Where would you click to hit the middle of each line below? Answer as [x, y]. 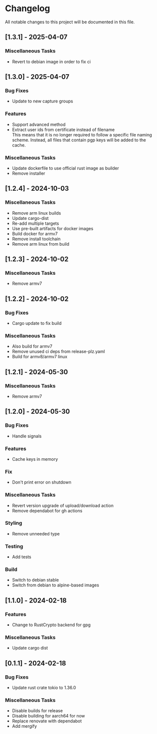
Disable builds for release [37, 711]
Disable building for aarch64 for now [49, 716]
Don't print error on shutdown [42, 482]
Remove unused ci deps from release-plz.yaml [58, 351]
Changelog [28, 8]
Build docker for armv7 [35, 234]
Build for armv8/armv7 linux [40, 357]
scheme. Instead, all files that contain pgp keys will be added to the [79, 140]
